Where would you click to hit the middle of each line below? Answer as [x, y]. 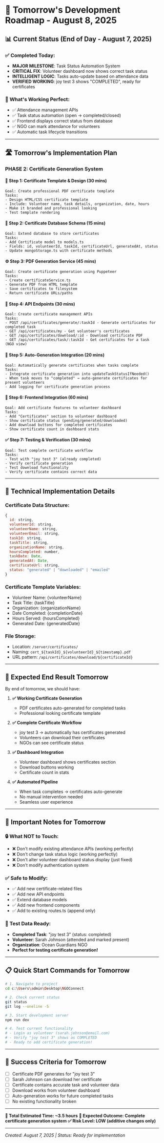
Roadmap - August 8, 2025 [61, 20]
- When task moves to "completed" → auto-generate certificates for [76, 378]
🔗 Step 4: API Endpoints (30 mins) [40, 304]
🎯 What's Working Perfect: [37, 99]
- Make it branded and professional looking [51, 208]
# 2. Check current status [32, 998]
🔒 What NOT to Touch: [32, 836]
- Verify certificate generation [39, 463]
